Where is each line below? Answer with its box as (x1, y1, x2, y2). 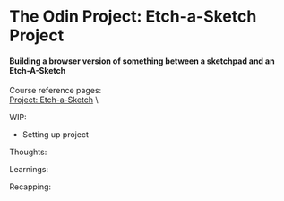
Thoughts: (9, 146, 47, 158)
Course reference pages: (9, 85, 102, 96)
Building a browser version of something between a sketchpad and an (9, 56, 275, 66)
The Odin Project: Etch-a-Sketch (9, 6, 257, 27)
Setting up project (22, 129, 90, 140)
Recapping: (9, 181, 52, 192)
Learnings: (9, 164, 49, 175)
